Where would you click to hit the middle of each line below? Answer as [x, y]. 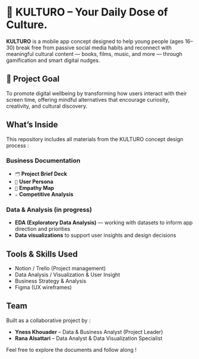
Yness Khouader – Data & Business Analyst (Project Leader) [89, 332]
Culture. [27, 25]
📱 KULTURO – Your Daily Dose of [87, 12]
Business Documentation [43, 161]
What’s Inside [32, 125]
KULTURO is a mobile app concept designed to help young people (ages [95, 41]
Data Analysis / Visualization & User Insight [67, 274]
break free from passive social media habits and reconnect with [94, 48]
